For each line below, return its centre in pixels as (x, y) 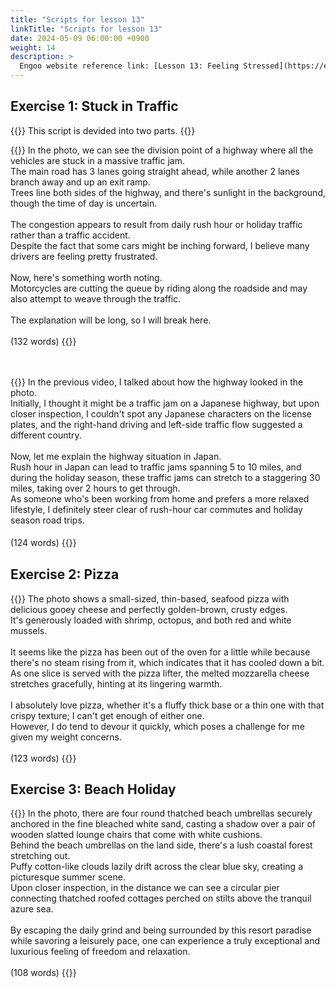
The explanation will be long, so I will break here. (111, 320)
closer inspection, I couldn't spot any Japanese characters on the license (161, 413)
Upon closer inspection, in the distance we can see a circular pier (145, 888)
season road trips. (47, 520)
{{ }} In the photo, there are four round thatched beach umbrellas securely (161, 813)
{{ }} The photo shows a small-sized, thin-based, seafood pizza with (150, 598)
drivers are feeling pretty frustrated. (84, 256)
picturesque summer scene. (68, 877)
